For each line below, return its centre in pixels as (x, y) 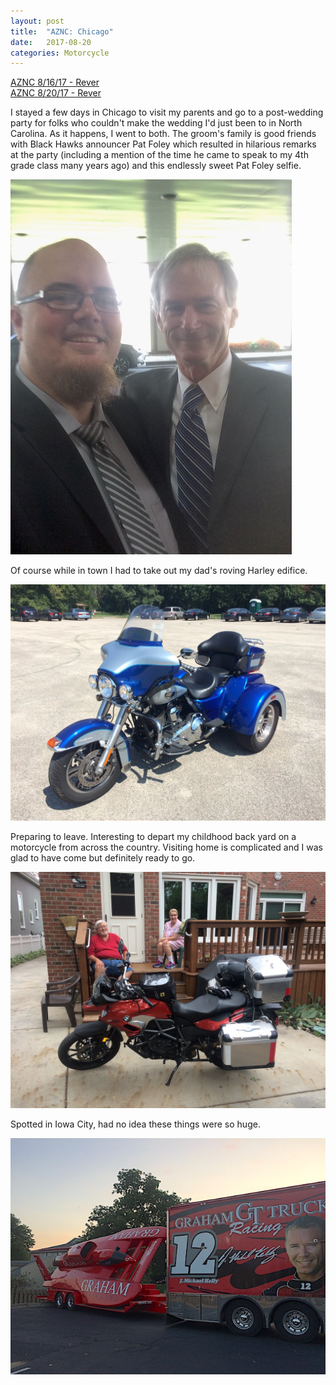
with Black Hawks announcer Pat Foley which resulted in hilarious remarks (163, 144)
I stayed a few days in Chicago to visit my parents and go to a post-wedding (167, 112)
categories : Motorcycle (60, 53)
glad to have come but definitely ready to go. (103, 858)
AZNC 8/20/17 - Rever (56, 93)
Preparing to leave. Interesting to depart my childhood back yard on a (153, 837)
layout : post (37, 21)
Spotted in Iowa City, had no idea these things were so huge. (135, 1124)
